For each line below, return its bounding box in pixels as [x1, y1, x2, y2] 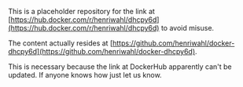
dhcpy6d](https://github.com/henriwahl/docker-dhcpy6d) [8, 47, 195, 56]
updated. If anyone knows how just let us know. [8, 71, 163, 79]
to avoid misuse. [160, 24, 215, 32]
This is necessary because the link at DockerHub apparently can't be [8, 62, 232, 71]
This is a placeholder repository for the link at [8, 7, 156, 16]
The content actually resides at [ [8, 38, 113, 48]
